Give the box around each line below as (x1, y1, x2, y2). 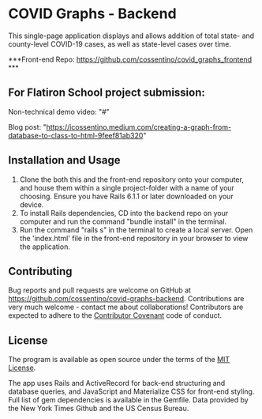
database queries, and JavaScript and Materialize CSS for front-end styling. (8, 387, 255, 396)
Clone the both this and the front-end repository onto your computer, (19, 175, 245, 184)
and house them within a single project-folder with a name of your (19, 183, 235, 192)
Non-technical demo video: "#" (8, 107, 110, 116)
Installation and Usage (8, 153, 121, 167)
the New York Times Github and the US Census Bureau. (8, 404, 189, 413)
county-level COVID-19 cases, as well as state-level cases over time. (8, 39, 231, 48)
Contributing (8, 264, 73, 277)
